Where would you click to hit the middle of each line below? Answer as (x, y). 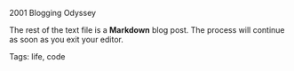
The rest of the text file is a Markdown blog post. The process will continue (147, 30)
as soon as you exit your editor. (67, 39)
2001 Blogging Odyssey (52, 13)
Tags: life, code (37, 56)
